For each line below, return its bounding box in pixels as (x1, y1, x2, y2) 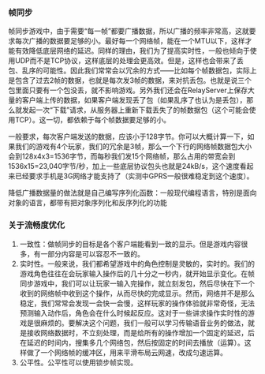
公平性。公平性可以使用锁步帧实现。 (19, 357, 138, 367)
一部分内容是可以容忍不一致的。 (40, 249, 144, 258)
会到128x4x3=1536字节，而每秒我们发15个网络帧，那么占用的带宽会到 (8, 151, 236, 161)
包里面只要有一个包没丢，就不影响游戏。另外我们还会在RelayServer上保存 (8, 85, 248, 95)
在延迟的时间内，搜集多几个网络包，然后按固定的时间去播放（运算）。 (19, 338, 244, 347)
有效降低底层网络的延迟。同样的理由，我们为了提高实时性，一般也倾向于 (14, 46, 250, 56)
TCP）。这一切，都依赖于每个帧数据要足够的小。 (14, 115, 171, 125)
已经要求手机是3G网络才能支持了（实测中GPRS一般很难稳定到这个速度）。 (14, 171, 254, 181)
